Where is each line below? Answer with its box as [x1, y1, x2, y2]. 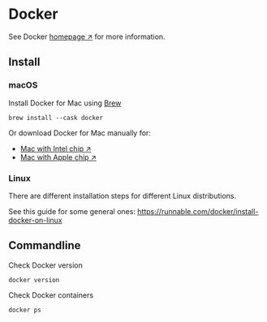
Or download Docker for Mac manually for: [8, 127, 152, 138]
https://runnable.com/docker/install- [137, 206, 259, 216]
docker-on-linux [8, 215, 62, 225]
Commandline [8, 238, 81, 252]
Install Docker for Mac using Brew [8, 98, 122, 108]
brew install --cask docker [8, 114, 104, 122]
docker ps [8, 306, 42, 314]
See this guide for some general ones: [8, 206, 136, 216]
